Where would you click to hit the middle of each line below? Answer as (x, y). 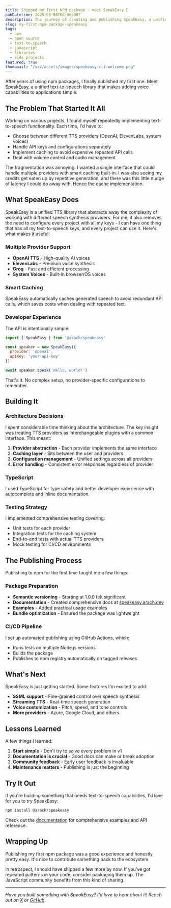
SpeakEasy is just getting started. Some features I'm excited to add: (76, 687)
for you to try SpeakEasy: (32, 801)
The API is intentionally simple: (37, 328)
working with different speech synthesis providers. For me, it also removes (83, 217)
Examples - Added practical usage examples (60, 608)
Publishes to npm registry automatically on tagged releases (75, 658)
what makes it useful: (27, 234)
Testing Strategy (26, 507)
